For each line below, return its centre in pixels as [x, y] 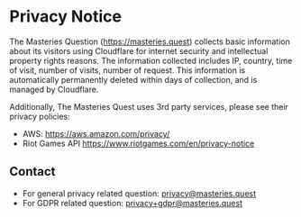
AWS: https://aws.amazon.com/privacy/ [96, 133]
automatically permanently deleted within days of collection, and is [133, 79]
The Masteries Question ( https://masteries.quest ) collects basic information [150, 41]
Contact [32, 172]
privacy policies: [40, 116]
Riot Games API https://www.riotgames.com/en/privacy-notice [138, 143]
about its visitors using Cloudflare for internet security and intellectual [139, 50]
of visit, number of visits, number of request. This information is [128, 70]
